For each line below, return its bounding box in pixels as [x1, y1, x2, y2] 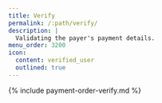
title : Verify [8, 11, 56, 20]
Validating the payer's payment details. [15, 34, 156, 42]
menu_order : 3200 [8, 42, 66, 50]
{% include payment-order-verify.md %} [8, 85, 142, 95]
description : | [8, 26, 59, 34]
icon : [8, 49, 26, 57]
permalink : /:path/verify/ [8, 19, 98, 27]
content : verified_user [15, 57, 94, 65]
